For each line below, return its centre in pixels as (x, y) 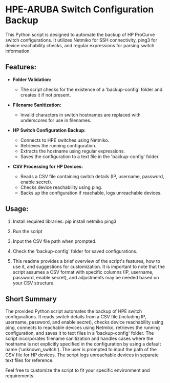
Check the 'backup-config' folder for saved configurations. (75, 251)
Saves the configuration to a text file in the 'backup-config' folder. (90, 156)
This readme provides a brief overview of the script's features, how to (86, 261)
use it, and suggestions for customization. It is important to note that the (89, 266)
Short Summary (31, 299)
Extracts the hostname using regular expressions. (73, 151)
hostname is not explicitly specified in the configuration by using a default (83, 344)
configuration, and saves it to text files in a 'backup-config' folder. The (80, 333)
